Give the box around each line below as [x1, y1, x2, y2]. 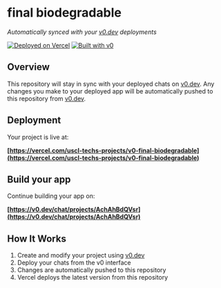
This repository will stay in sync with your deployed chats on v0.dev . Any [7, 80, 215, 88]
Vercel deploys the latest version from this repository [17, 273, 169, 282]
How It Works [7, 233, 67, 244]
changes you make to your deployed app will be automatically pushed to [7, 87, 213, 95]
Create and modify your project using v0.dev [17, 251, 145, 260]
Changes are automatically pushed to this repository [17, 266, 166, 274]
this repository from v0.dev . [7, 94, 86, 102]
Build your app [7, 173, 71, 185]
